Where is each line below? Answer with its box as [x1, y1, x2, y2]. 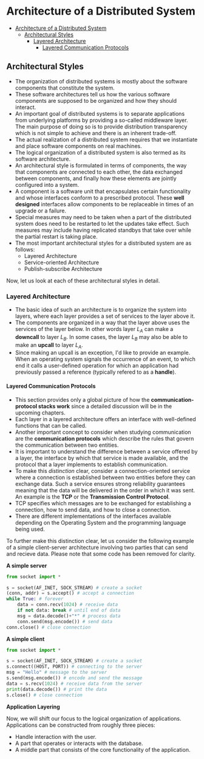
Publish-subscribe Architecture [24, 265, 103, 272]
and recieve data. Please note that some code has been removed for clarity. [6, 550, 196, 558]
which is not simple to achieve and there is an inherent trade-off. [15, 129, 177, 136]
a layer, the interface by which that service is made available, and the [15, 454, 188, 461]
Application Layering [6, 703, 61, 710]
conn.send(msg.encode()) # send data [17, 618, 113, 624]
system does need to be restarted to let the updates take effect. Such [15, 220, 189, 227]
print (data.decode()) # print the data [6, 686, 107, 692]
